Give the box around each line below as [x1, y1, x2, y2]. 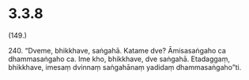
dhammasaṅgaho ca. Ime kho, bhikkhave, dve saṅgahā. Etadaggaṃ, [8, 54, 231, 64]
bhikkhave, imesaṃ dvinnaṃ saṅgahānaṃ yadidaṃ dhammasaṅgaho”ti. [8, 62, 242, 71]
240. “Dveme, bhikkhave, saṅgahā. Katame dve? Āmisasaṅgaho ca [8, 45, 227, 55]
